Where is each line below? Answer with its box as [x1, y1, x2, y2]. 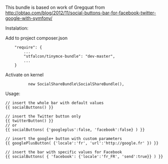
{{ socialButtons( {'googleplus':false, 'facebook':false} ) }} [5, 127, 145, 132]
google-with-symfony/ [5, 15, 53, 21]
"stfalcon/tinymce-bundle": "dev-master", [23, 54, 115, 59]
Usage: [5, 90, 20, 97]
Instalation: [5, 25, 29, 31]
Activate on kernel [5, 72, 44, 78]
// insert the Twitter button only [5, 114, 81, 119]
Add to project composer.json [5, 35, 68, 41]
